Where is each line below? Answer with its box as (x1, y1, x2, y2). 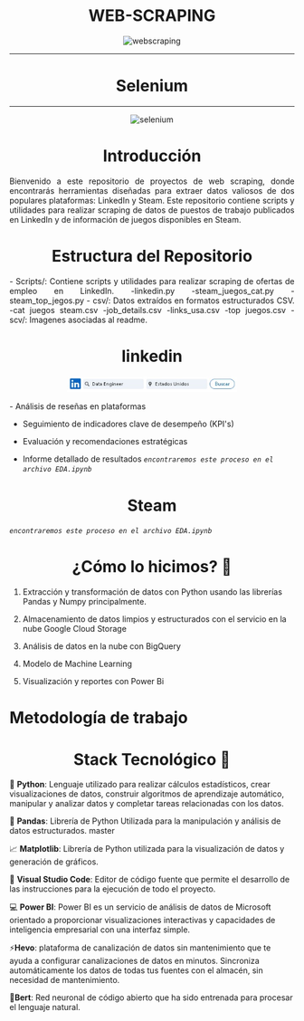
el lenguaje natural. (9, 1002, 81, 1013)
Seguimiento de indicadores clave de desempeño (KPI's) (22, 418, 235, 430)
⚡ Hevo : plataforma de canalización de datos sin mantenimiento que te (9, 942, 271, 953)
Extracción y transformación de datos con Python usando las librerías (22, 587, 283, 597)
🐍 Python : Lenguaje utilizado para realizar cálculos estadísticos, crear (9, 779, 271, 790)
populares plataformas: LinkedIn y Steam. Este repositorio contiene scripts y (9, 195, 295, 205)
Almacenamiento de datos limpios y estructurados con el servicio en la (22, 614, 287, 625)
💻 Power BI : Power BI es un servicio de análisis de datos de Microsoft (9, 902, 271, 912)
